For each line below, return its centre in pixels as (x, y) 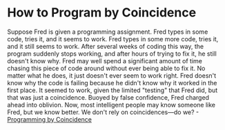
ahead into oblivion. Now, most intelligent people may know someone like (111, 105)
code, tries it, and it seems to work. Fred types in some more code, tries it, (113, 39)
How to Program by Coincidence (102, 13)
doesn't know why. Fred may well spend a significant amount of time (105, 61)
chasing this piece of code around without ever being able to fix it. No (106, 68)
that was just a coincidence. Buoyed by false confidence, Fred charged (108, 97)
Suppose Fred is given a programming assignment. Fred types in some (108, 32)
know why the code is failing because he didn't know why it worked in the (112, 83)
